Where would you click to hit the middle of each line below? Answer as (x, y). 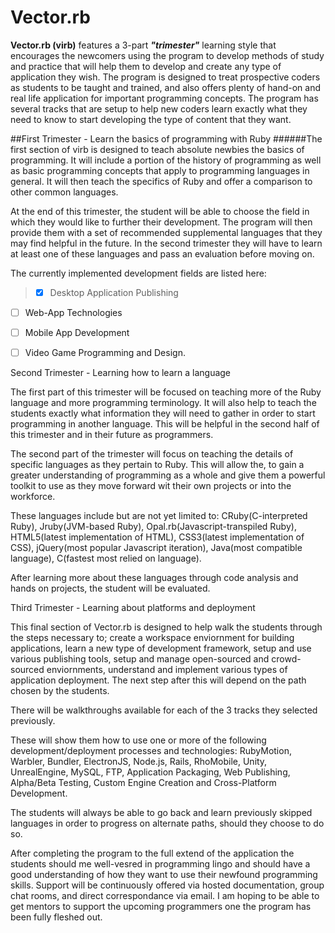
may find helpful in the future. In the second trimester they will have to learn (166, 243)
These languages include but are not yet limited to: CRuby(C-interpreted (159, 516)
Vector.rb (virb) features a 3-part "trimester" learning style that (143, 45)
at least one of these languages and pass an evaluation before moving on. (162, 253)
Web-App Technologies (73, 312)
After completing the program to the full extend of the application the (152, 853)
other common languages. (64, 192)
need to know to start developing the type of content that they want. (151, 119)
